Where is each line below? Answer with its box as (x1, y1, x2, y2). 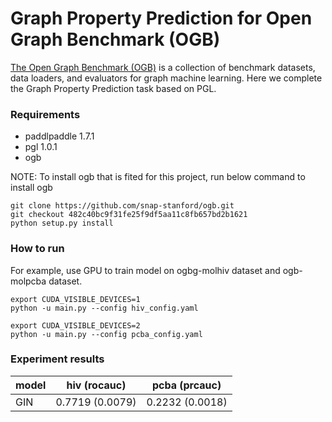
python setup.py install (10, 218, 114, 229)
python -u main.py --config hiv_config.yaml (10, 303, 199, 313)
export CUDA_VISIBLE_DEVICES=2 (10, 320, 141, 331)
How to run (10, 242, 65, 256)
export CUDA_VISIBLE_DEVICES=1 (10, 294, 141, 304)
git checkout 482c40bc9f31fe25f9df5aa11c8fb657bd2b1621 (10, 210, 248, 220)
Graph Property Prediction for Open (10, 7, 313, 30)
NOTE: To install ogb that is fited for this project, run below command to (10, 171, 306, 183)
